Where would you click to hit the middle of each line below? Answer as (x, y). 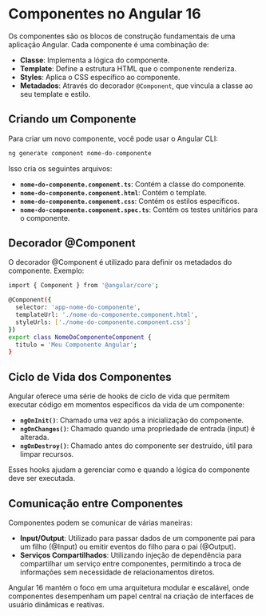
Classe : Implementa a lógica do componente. (95, 60)
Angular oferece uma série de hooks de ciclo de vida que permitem (119, 396)
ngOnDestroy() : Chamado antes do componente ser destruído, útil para (136, 446)
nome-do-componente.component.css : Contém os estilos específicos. (129, 201)
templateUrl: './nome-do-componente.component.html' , (107, 315)
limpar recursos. (47, 454)
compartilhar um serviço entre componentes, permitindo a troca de (131, 563)
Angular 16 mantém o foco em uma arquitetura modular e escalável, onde (129, 587)
